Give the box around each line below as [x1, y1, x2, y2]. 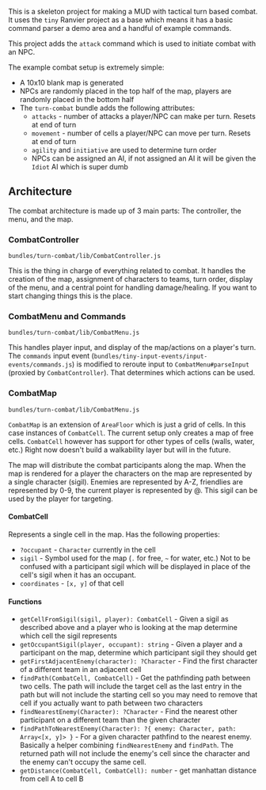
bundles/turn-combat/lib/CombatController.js [8, 253, 161, 260]
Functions [8, 597, 42, 606]
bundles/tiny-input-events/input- [93, 352, 208, 361]
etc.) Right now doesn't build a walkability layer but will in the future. [8, 445, 231, 454]
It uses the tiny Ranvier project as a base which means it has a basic [8, 15, 234, 25]
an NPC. [8, 47, 36, 56]
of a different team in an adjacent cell [19, 665, 142, 674]
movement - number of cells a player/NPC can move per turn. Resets [31, 128, 251, 138]
